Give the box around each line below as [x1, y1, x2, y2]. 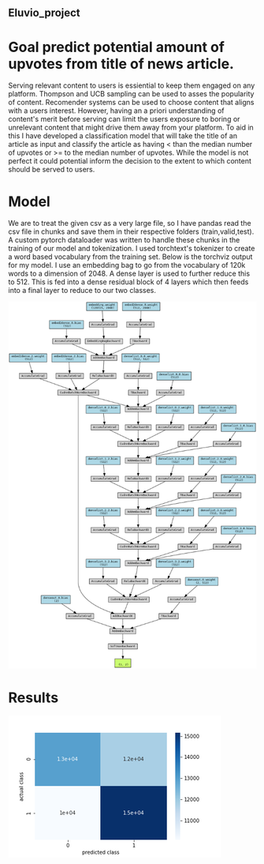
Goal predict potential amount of [8, 38, 225, 56]
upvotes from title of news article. [8, 54, 235, 73]
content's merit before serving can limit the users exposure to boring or [8, 115, 240, 124]
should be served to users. [8, 165, 95, 175]
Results [8, 689, 59, 707]
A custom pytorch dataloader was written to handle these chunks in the [8, 235, 240, 245]
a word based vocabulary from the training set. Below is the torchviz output [8, 252, 253, 261]
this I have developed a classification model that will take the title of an [8, 131, 238, 141]
